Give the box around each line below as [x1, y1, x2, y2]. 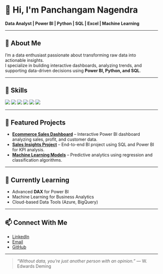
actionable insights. [5, 57, 44, 63]
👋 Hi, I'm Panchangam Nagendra [5, 4, 138, 16]
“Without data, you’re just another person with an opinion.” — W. [16, 258, 147, 264]
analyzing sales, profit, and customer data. [12, 136, 98, 143]
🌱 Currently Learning [5, 176, 69, 184]
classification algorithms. [12, 157, 62, 163]
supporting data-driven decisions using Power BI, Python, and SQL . [5, 68, 141, 73]
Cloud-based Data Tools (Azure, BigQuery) [12, 199, 98, 205]
